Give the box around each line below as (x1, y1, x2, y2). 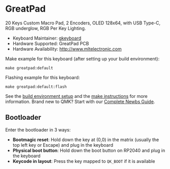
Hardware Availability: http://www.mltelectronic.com (12, 46, 122, 52)
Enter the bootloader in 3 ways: (5, 126, 71, 132)
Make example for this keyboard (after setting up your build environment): (5, 55, 160, 61)
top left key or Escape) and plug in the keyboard (12, 142, 113, 148)
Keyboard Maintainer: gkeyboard (12, 35, 82, 41)
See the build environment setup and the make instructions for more (5, 93, 148, 99)
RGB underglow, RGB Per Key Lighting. (5, 25, 86, 31)
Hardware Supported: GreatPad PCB (12, 40, 89, 46)
